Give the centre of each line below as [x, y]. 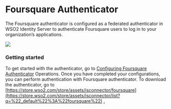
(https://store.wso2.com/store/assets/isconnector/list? [63, 96]
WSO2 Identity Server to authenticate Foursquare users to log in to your [81, 29]
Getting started [25, 57]
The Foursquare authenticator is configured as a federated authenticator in [84, 24]
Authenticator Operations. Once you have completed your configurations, [83, 74]
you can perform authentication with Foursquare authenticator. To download [86, 79]
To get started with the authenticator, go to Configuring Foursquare [76, 69]
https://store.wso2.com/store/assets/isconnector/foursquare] [72, 90]
